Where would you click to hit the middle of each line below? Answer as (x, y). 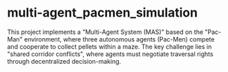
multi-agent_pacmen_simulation (103, 13)
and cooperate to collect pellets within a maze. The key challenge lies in (110, 46)
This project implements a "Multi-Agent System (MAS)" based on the (105, 32)
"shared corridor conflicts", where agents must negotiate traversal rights (110, 54)
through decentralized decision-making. (64, 61)
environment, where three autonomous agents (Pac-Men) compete (119, 39)
